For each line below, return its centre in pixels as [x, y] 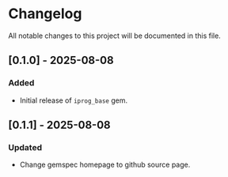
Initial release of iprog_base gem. [74, 100]
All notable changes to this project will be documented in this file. [115, 36]
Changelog [45, 14]
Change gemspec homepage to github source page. [105, 165]
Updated [25, 147]
